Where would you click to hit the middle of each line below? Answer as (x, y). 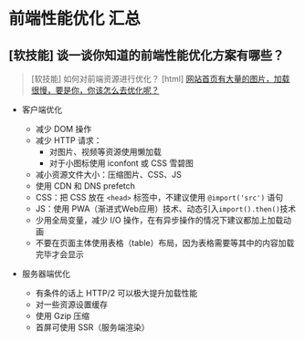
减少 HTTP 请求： (68, 140)
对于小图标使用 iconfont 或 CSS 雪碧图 (121, 163)
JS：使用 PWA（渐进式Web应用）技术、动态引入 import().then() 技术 (166, 209)
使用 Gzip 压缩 (63, 316)
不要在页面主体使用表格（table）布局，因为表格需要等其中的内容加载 (165, 243)
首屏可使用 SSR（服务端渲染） (92, 327)
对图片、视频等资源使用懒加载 (105, 152)
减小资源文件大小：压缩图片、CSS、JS (108, 175)
